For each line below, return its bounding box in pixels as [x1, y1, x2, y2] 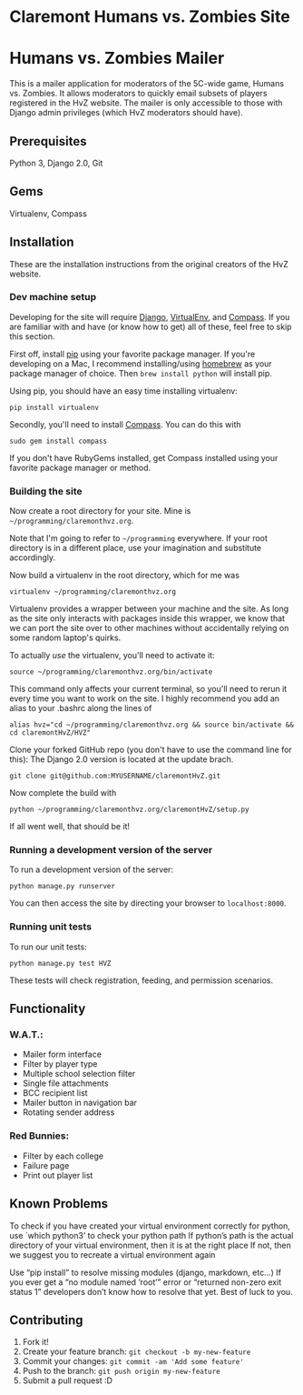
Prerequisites [9, 134, 87, 149]
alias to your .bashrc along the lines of [9, 703, 152, 714]
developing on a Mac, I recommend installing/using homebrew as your [9, 357, 272, 369]
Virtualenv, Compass [9, 207, 88, 219]
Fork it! [22, 1337, 50, 1348]
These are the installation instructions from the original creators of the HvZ [9, 258, 288, 269]
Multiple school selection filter [22, 1069, 136, 1079]
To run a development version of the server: [9, 864, 174, 875]
